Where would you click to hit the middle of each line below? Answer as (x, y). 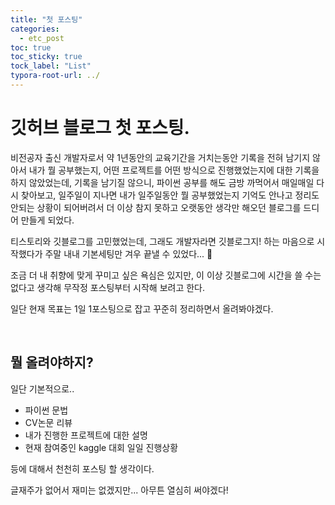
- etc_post (42, 38)
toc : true (31, 47)
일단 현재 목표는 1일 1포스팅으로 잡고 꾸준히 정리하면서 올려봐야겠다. (142, 308)
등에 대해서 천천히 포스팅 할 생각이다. (82, 468)
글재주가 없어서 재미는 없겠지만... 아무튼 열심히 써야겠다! (119, 490)
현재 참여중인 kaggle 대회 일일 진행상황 (101, 447)
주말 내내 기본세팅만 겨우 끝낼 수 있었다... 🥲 (128, 253)
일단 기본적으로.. (42, 388)
